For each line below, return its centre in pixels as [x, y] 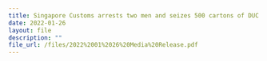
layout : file [30, 30]
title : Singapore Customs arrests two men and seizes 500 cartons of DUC [134, 15]
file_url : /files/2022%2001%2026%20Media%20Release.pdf [103, 45]
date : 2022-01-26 [37, 23]
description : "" [35, 38]
